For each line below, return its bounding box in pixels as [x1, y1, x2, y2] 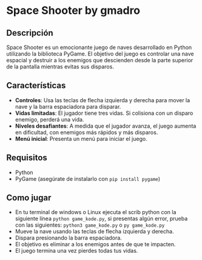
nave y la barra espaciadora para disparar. [15, 103, 121, 110]
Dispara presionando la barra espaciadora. [15, 234, 123, 242]
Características [6, 80, 66, 91]
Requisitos [6, 152, 47, 163]
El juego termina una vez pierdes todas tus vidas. [15, 247, 138, 255]
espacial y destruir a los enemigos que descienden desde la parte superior [6, 57, 194, 63]
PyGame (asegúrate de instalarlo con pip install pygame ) [15, 175, 161, 182]
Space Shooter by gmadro [6, 4, 141, 18]
